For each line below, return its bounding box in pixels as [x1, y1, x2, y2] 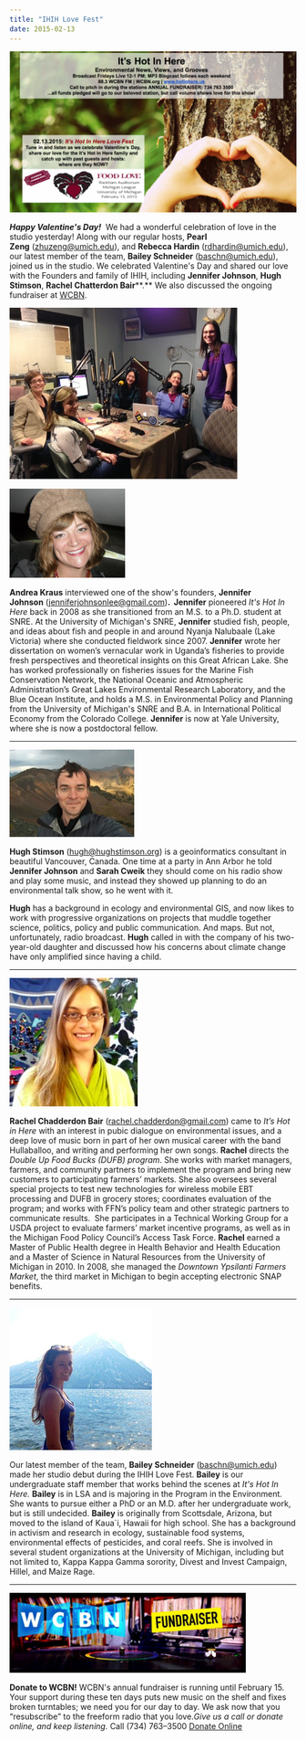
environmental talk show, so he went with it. [9, 885, 174, 896]
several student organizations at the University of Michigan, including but [9, 1546, 284, 1557]
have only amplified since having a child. [9, 951, 162, 963]
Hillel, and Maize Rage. [9, 1567, 96, 1577]
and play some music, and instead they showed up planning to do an [9, 875, 267, 886]
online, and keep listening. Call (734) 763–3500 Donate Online [9, 1721, 243, 1732]
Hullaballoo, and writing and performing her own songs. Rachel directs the [9, 1145, 290, 1155]
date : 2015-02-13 [9, 24, 76, 34]
